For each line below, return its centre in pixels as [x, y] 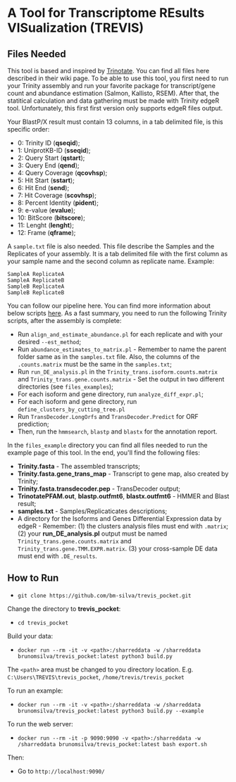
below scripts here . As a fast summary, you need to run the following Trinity [117, 313]
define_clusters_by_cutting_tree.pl [71, 410]
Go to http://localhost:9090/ [61, 771]
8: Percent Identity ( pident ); [58, 203]
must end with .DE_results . [57, 556]
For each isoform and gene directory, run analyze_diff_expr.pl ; [111, 394]
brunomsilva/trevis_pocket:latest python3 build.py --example [111, 711]
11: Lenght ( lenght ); [45, 225]
